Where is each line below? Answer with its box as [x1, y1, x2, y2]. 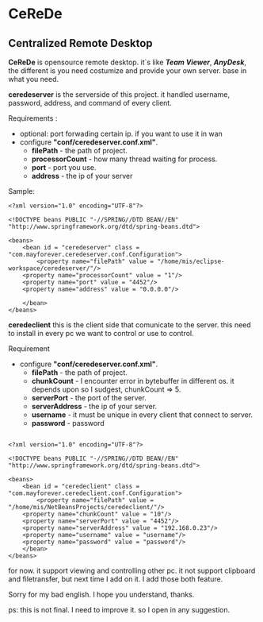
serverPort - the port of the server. [31, 393, 147, 402]
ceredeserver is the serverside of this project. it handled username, [8, 90, 230, 99]
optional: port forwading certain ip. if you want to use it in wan [19, 129, 223, 138]
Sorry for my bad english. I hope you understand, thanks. [8, 589, 195, 599]
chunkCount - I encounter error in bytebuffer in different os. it [31, 377, 235, 385]
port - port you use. [31, 163, 97, 172]
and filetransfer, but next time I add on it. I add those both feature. [8, 574, 223, 584]
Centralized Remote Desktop [8, 37, 153, 50]
